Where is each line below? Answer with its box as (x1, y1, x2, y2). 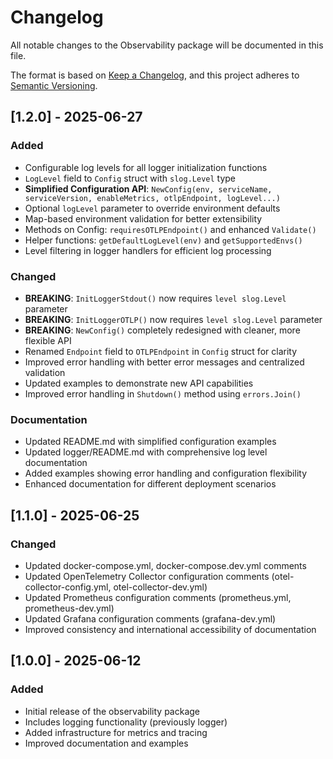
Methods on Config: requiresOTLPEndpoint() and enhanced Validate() (24, 223, 317, 235)
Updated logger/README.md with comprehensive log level (24, 446, 268, 458)
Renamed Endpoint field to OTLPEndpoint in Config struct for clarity (24, 345, 298, 357)
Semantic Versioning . (10, 79, 98, 91)
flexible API (24, 334, 72, 346)
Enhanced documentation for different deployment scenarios (24, 478, 277, 490)
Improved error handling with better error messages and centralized (24, 356, 305, 368)
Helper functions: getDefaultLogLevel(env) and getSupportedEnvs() (24, 234, 303, 246)
